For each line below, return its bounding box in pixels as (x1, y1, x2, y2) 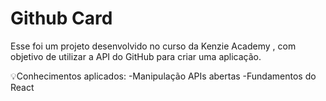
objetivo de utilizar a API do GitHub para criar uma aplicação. (10, 50, 262, 62)
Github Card (10, 7, 113, 30)
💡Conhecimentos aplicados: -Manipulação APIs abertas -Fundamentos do (10, 70, 317, 82)
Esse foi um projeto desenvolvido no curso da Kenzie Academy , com (10, 40, 297, 52)
